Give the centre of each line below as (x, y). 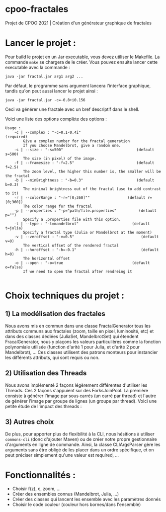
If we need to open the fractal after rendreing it (78, 271)
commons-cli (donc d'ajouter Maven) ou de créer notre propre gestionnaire (81, 439)
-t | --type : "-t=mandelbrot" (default (82, 224)
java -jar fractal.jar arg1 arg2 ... (44, 76)
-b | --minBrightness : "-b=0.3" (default (84, 180)
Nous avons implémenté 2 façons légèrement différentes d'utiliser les (76, 385)
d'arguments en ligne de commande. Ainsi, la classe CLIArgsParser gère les (83, 444)
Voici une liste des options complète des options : (56, 119)
